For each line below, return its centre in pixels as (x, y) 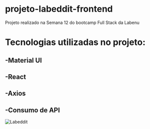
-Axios (15, 94)
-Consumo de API (32, 110)
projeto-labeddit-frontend (59, 9)
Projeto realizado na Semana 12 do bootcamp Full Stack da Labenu (72, 22)
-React (16, 77)
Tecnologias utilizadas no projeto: (75, 42)
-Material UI (24, 60)
